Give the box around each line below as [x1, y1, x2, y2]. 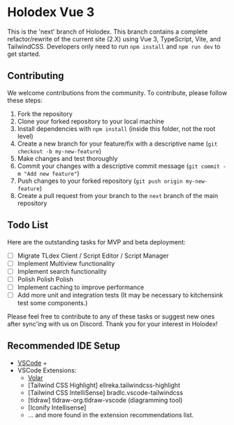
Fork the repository [17, 109, 73, 118]
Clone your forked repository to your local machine [17, 117, 165, 125]
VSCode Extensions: [17, 365, 77, 375]
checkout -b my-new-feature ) [17, 146, 102, 155]
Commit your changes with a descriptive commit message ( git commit [17, 162, 220, 170]
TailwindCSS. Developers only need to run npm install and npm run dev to [7, 42, 221, 50]
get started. [7, 50, 41, 58]
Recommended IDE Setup [7, 340, 121, 352]
